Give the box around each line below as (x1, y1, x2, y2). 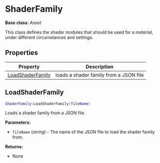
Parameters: (5, 119, 31, 126)
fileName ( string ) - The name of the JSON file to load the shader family (12, 129, 155, 135)
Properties (5, 49, 38, 57)
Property (18, 63, 40, 70)
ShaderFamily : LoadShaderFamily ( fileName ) (5, 101, 91, 106)
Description (85, 63, 114, 70)
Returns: (5, 144, 23, 150)
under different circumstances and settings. (5, 34, 93, 40)
